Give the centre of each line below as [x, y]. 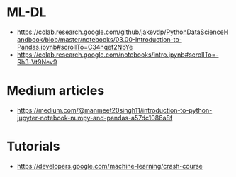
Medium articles [56, 91]
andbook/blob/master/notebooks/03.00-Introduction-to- [99, 39]
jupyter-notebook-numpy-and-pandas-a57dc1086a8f [95, 118]
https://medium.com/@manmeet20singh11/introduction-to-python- [114, 110]
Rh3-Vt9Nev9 [37, 62]
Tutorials [33, 147]
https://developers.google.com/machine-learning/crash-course [109, 166]
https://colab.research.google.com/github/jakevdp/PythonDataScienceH [123, 32]
